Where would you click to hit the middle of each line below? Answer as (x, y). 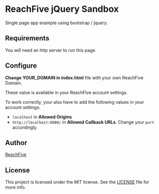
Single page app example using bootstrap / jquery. (57, 23)
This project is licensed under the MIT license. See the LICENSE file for (77, 182)
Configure (21, 66)
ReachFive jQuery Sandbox (62, 9)
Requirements (27, 38)
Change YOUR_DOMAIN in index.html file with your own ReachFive (74, 78)
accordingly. (25, 127)
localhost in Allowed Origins (42, 116)
